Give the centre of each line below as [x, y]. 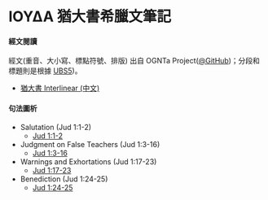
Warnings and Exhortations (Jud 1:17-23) [88, 161]
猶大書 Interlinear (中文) [60, 88]
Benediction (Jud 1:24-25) [64, 179]
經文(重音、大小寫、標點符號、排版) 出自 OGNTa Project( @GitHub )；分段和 [134, 61]
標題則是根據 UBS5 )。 [45, 71]
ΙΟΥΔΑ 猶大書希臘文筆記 [90, 17]
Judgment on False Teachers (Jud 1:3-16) [90, 144]
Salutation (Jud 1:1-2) [56, 127]
